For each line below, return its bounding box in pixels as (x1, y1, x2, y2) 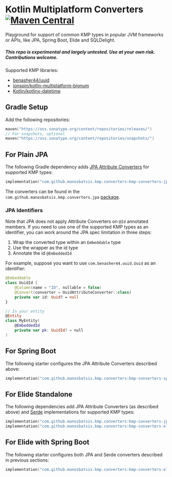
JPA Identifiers (5, 206, 43, 214)
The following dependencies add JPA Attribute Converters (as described (5, 404, 159, 410)
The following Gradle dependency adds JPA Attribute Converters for (5, 164, 149, 170)
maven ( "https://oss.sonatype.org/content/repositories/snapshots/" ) (5, 136, 155, 141)
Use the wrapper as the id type (12, 245, 78, 251)
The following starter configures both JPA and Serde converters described (5, 451, 163, 457)
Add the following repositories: (5, 117, 70, 123)
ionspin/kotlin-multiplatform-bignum (12, 82, 90, 88)
